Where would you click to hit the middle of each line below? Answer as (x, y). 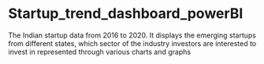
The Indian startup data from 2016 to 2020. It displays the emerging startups (132, 35)
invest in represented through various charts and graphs (100, 52)
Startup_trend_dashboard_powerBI (126, 14)
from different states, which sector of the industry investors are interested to (132, 43)
